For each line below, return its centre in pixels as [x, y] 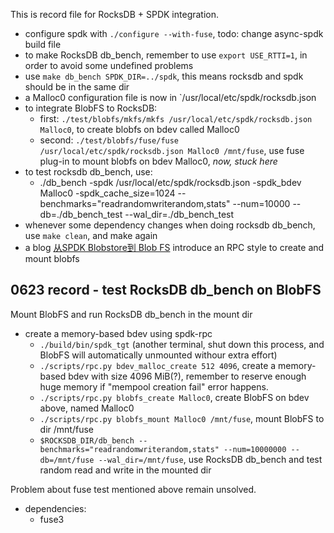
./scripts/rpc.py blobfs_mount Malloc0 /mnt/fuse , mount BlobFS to [182, 418]
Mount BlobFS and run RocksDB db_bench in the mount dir [131, 314]
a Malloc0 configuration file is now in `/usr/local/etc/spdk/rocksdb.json [170, 97]
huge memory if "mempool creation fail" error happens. [154, 386]
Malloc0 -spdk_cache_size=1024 [107, 193]
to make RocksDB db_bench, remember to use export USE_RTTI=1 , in [166, 55]
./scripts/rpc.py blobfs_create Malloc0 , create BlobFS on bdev [174, 397]
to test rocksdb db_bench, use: [88, 172]
